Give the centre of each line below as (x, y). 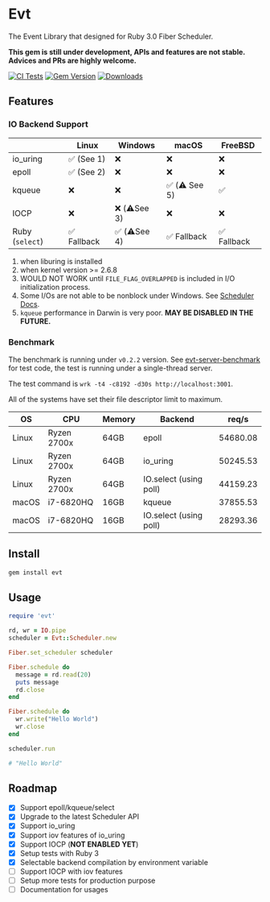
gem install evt (35, 573)
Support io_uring (47, 825)
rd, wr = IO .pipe (37, 631)
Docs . (30, 304)
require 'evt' (32, 616)
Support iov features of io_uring (72, 835)
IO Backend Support (48, 124)
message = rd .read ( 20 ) (53, 674)
